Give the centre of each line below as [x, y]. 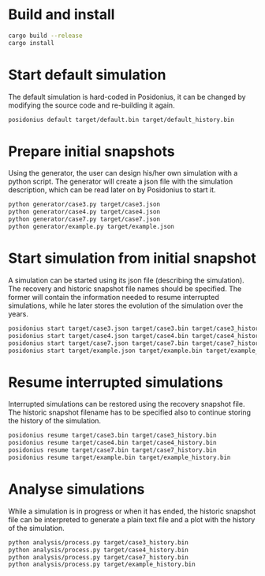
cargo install [32, 43]
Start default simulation [87, 75]
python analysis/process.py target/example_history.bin [102, 565]
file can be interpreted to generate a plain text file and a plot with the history [132, 519]
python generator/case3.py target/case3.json [84, 205]
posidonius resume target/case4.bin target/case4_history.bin [112, 443]
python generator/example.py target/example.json [91, 227]
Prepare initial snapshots [91, 151]
